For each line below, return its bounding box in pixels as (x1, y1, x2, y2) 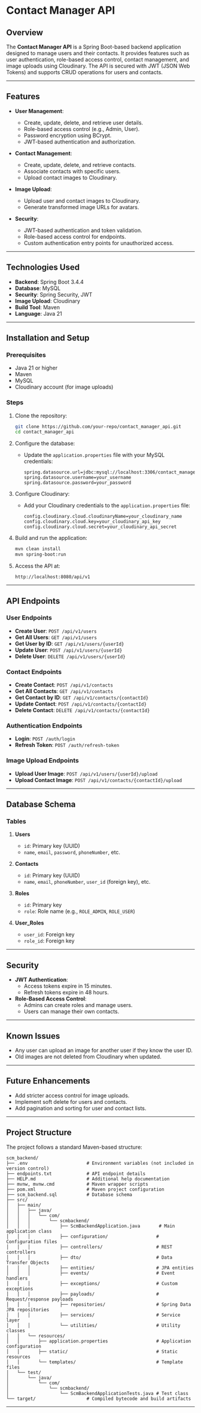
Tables (6, 817, 26, 825)
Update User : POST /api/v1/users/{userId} (14, 646, 123, 654)
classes (6, 1327, 26, 1333)
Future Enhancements (6, 1076, 91, 1086)
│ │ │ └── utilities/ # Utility (6, 1322, 181, 1328)
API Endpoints (6, 596, 60, 606)
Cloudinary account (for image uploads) (14, 383, 114, 390)
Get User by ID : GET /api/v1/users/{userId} (14, 640, 124, 647)
